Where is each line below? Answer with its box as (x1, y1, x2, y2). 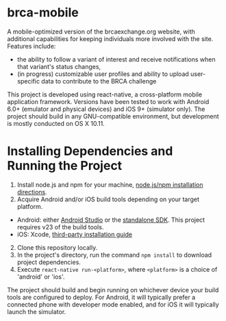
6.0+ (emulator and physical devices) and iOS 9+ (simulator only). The (7, 105, 205, 113)
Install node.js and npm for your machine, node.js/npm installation (16, 180, 203, 189)
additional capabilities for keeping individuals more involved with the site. (7, 34, 214, 42)
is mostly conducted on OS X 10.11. (7, 119, 105, 127)
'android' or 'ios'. (16, 272, 65, 281)
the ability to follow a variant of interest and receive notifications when (16, 55, 216, 63)
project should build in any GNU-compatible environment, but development (7, 112, 219, 120)
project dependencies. (16, 258, 81, 266)
